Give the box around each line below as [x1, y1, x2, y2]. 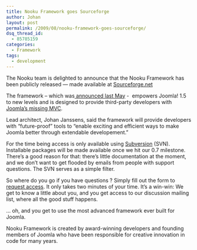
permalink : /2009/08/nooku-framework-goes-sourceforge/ [6, 25, 146, 31]
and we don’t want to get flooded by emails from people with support [6, 159, 175, 166]
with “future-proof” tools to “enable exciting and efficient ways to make [6, 122, 179, 129]
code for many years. [6, 237, 58, 244]
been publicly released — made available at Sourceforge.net [6, 80, 153, 87]
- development [11, 58, 46, 64]
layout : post [6, 20, 38, 25]
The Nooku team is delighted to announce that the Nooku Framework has [6, 74, 185, 82]
